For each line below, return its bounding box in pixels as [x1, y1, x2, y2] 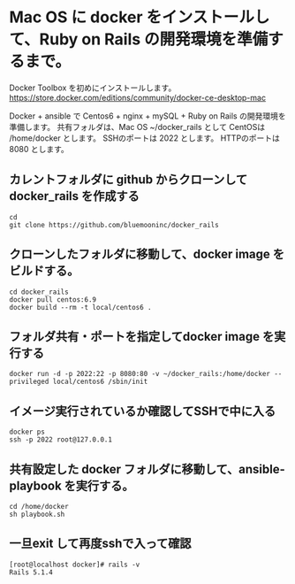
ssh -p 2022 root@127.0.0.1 [9, 435, 113, 444]
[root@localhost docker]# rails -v [9, 560, 140, 569]
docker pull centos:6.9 [9, 295, 97, 304]
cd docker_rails [9, 288, 69, 296]
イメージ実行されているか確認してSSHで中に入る [9, 403, 276, 419]
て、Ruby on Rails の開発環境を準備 [9, 29, 269, 50]
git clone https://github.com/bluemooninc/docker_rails [9, 220, 219, 229]
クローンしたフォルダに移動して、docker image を [9, 247, 285, 262]
